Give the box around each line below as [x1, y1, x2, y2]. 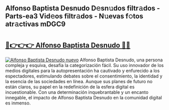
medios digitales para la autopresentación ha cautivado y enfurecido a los [5, 68, 160, 74]
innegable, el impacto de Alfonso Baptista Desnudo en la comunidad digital [5, 95, 162, 100]
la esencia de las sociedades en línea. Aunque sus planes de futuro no [5, 79, 153, 84]
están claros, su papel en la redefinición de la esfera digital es [5, 84, 135, 90]
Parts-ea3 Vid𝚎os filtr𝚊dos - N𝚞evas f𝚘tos [5, 12, 144, 21]
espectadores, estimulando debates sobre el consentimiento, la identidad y [5, 73, 162, 79]
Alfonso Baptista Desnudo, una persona [80, 57, 163, 63]
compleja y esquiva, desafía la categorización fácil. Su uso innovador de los [5, 62, 164, 68]
